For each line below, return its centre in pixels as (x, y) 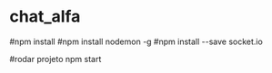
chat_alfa (45, 17)
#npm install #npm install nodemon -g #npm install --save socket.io (136, 41)
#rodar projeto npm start (55, 59)
